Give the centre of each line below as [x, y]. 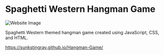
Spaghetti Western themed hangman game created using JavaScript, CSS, [82, 32]
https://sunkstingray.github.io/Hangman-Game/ [54, 47]
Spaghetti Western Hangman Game [80, 9]
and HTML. [17, 38]
